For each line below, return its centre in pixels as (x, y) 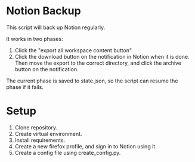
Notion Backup (44, 11)
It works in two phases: (35, 39)
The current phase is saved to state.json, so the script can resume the (92, 81)
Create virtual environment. (48, 134)
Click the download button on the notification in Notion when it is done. (102, 56)
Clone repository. (36, 127)
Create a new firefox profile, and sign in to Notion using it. (86, 146)
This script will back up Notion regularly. (56, 27)
